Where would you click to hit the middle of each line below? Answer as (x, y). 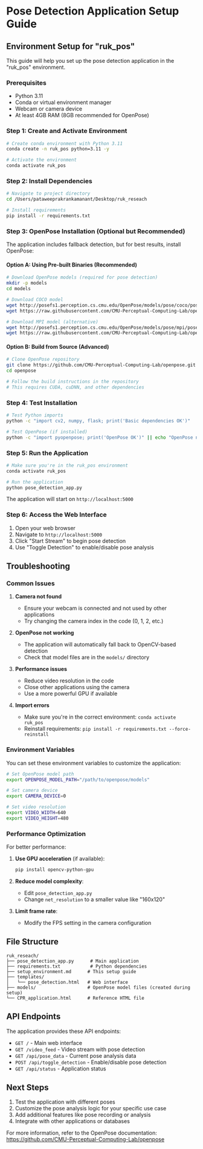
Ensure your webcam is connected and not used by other (95, 608)
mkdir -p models (27, 283)
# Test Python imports (35, 415)
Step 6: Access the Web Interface (56, 515)
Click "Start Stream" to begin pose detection (70, 541)
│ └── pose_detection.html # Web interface (67, 982)
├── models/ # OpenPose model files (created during (98, 987)
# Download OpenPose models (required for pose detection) (82, 277)
